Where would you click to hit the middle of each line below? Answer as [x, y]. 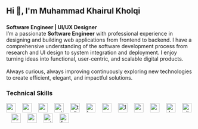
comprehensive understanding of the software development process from [97, 46]
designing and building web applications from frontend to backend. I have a [99, 40]
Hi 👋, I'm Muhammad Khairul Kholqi [73, 11]
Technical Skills [30, 93]
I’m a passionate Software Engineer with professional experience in [89, 34]
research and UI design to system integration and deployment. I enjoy [92, 53]
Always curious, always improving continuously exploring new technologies [99, 71]
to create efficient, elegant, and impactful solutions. [69, 78]
